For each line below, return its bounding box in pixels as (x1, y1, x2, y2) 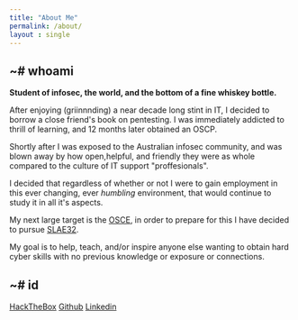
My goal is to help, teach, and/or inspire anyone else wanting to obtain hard (9, 242, 290, 252)
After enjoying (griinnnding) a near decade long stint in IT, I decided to (9, 105, 270, 115)
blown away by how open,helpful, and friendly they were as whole (9, 151, 255, 162)
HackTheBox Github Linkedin (9, 301, 117, 312)
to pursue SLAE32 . (9, 224, 79, 235)
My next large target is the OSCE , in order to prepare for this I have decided (9, 215, 290, 225)
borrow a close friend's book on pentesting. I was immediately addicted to (9, 114, 285, 125)
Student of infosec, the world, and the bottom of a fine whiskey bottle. (9, 87, 277, 98)
